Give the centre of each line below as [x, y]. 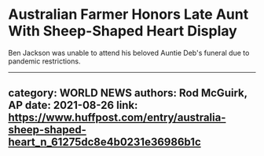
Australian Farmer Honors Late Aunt [128, 15]
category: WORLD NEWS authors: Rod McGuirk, [128, 93]
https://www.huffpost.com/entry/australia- [117, 118]
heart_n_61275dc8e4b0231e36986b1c [105, 142]
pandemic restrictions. [44, 61]
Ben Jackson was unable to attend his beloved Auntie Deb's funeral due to [129, 53]
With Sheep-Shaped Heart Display [123, 31]
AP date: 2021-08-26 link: [73, 105]
